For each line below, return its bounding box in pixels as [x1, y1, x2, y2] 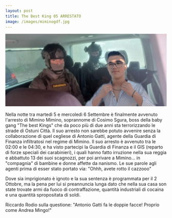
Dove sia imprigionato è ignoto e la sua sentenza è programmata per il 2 [5, 175, 157, 181]
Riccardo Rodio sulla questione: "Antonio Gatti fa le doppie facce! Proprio [5, 202, 160, 208]
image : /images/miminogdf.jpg [5, 19, 70, 24]
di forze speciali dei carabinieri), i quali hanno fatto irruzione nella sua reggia [5, 149, 167, 155]
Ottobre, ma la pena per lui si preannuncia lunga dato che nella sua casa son [5, 181, 167, 187]
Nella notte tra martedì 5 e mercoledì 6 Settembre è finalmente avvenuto [5, 111, 158, 117]
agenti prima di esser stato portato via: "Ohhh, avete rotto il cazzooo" [5, 165, 152, 172]
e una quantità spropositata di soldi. [5, 191, 81, 198]
